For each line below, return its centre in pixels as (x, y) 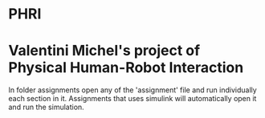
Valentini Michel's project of (104, 51)
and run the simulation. (46, 107)
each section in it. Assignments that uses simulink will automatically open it (132, 99)
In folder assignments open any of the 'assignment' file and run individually (132, 90)
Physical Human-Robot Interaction (126, 68)
